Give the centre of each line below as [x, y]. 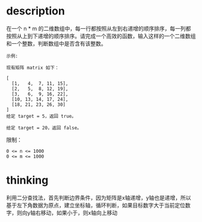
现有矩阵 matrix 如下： [33, 67]
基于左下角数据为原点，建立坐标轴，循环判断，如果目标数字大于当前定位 [96, 205]
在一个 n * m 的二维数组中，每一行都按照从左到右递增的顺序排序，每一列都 [99, 28]
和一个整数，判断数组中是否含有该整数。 [56, 43]
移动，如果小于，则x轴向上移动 [79, 212]
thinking [27, 180]
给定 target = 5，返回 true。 [41, 116]
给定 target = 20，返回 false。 [44, 128]
